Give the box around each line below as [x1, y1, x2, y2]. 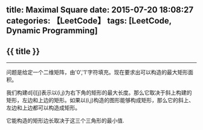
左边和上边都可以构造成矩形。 [6, 104, 80, 111]
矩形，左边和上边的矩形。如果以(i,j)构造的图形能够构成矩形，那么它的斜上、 [6, 97, 195, 104]
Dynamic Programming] [6, 25, 98, 36]
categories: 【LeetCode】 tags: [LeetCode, [6, 16, 172, 26]
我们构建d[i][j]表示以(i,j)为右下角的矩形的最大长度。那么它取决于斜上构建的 [6, 89, 192, 96]
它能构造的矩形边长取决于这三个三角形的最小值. [6, 117, 125, 125]
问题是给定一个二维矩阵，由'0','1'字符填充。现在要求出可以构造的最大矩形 [6, 69, 188, 76]
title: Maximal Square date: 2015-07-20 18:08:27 [6, 5, 194, 15]
